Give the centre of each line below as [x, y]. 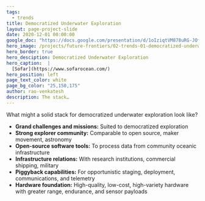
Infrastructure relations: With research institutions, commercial [95, 159]
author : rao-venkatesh [35, 92]
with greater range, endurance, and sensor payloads [81, 191]
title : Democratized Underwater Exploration [64, 23]
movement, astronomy [43, 139]
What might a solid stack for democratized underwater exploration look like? [102, 114]
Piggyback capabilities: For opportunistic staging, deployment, [95, 172]
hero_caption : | [28, 63]
